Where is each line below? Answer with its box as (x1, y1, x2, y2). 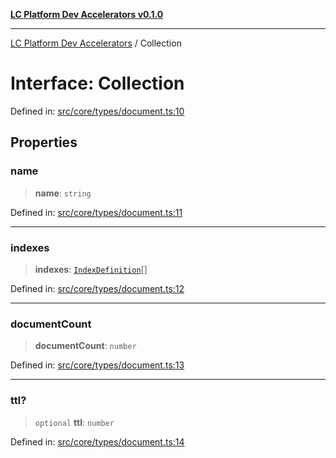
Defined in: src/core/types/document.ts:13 (10, 359, 185, 371)
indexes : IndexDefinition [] (34, 263, 148, 275)
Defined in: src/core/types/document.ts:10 (10, 105, 185, 117)
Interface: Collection (10, 72, 185, 95)
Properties (10, 134, 78, 151)
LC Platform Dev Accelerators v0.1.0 (10, 9, 164, 20)
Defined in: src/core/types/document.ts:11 (10, 206, 183, 218)
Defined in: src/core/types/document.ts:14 (10, 435, 185, 448)
